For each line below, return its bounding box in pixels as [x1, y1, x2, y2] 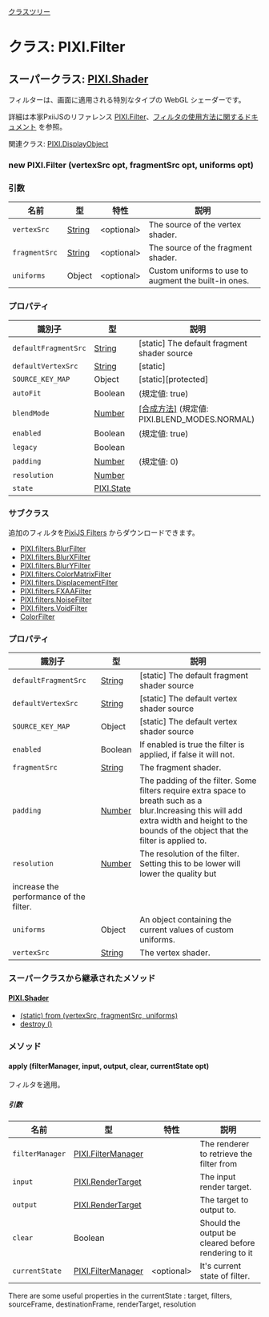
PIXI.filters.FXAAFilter [19, 586, 92, 596]
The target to [199, 1195, 249, 1206]
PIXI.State [94, 483, 131, 494]
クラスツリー [8, 7, 50, 16]
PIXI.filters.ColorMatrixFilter [19, 569, 112, 579]
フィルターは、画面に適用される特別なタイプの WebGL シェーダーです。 [8, 95, 246, 104]
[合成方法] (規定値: [139, 403, 209, 414]
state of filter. [199, 1271, 251, 1282]
